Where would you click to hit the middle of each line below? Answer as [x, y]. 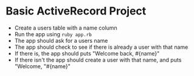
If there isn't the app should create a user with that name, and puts [98, 60]
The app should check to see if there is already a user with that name [101, 47]
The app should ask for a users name [61, 40]
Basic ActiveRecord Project [76, 11]
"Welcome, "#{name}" [42, 66]
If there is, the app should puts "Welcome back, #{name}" [87, 53]
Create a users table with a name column [66, 28]
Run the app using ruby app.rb [53, 34]
